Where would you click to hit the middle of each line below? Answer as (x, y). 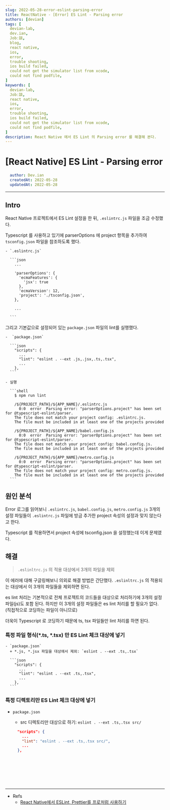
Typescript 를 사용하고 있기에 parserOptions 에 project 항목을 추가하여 (76, 235)
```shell (19, 391)
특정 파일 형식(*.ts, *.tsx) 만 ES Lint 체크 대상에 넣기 (65, 635)
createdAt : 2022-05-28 (34, 180)
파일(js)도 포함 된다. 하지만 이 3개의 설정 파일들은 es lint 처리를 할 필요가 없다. (82, 604)
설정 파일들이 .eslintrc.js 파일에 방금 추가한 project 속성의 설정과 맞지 (77, 516)
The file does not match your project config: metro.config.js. (83, 471)
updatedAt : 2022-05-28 (34, 185)
